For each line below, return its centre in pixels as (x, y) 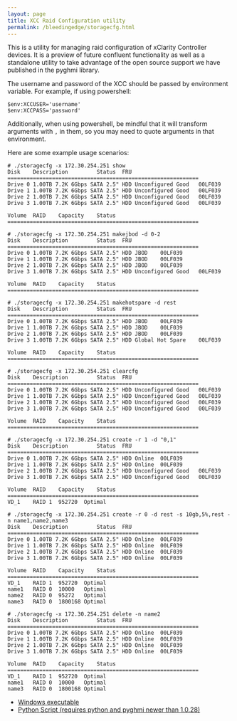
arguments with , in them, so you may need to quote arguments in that (111, 132)
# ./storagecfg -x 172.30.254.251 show (67, 166)
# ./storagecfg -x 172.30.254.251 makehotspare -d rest (92, 303)
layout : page (27, 14)
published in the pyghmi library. (53, 70)
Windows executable (48, 702)
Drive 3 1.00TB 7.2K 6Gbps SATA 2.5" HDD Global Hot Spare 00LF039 (114, 340)
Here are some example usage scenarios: (68, 153)
